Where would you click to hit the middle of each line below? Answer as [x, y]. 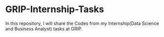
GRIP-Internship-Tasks [55, 9]
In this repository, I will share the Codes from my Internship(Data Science [82, 23]
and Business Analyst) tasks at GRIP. [44, 28]
